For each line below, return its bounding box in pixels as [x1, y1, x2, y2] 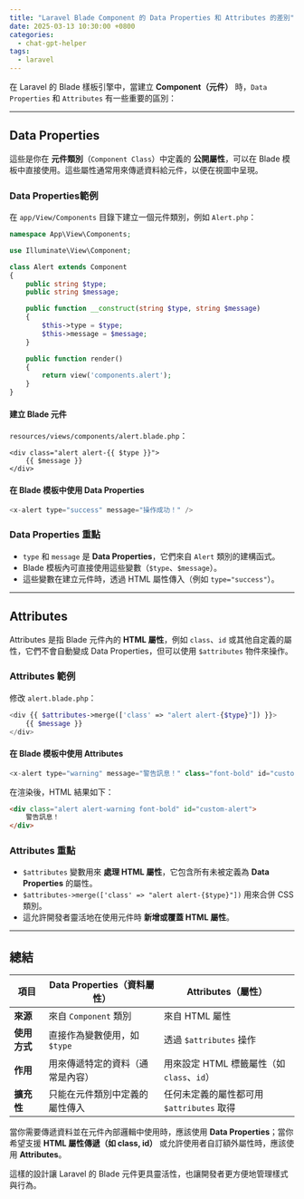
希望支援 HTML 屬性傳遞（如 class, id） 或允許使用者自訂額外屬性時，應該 [9, 1138, 287, 1149]
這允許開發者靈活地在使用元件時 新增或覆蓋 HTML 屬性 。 [22, 912, 235, 923]
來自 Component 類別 [48, 1010, 132, 1022]
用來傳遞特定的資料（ [48, 1058, 140, 1070]
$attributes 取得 [164, 1102, 236, 1115]
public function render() [25, 354, 124, 363]
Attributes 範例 [9, 670, 76, 682]
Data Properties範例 [9, 189, 99, 202]
